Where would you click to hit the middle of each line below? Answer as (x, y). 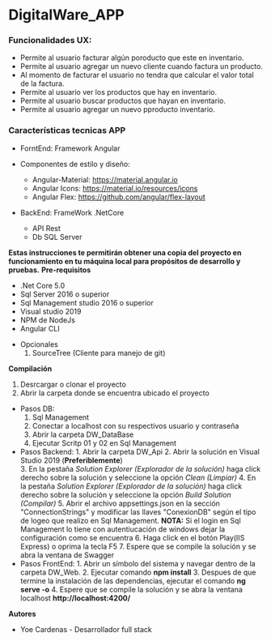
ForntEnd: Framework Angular (70, 148)
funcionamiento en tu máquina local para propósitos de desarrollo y (125, 261)
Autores (22, 613)
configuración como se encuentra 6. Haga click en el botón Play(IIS (132, 537)
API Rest (46, 228)
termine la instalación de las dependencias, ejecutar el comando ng (133, 580)
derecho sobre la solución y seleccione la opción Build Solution (126, 494)
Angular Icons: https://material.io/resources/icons (115, 188)
